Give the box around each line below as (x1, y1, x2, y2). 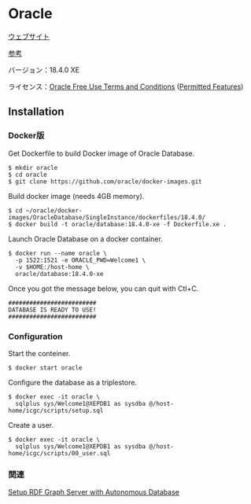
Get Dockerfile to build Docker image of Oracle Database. (8, 149, 195, 158)
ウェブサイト (8, 31, 50, 41)
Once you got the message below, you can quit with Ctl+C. (8, 284, 199, 293)
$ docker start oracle (8, 363, 83, 372)
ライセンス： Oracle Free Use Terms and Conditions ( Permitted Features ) (8, 82, 244, 91)
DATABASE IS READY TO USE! (8, 306, 97, 314)
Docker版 (8, 131, 45, 142)
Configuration (8, 331, 63, 342)
